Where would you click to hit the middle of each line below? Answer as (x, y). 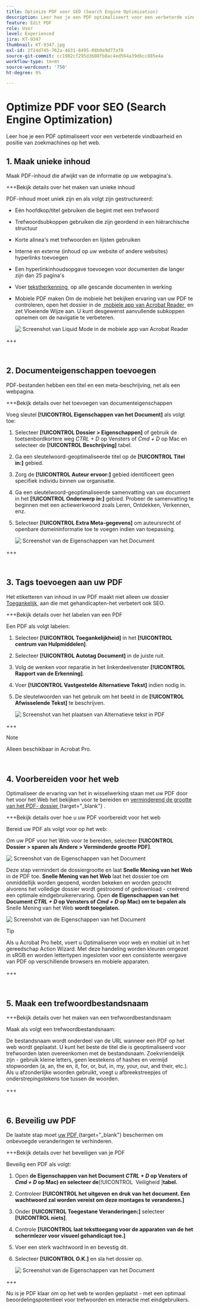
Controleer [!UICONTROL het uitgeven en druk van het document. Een (102, 1194)
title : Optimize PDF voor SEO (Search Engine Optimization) (82, 12)
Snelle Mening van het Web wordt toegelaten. (63, 908)
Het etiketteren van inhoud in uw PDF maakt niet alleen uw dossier (87, 596)
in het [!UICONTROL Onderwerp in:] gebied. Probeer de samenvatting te (104, 498)
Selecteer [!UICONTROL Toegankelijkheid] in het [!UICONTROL (93, 638)
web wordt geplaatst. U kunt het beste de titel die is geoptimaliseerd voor (96, 1047)
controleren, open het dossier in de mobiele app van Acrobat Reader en (104, 305)
